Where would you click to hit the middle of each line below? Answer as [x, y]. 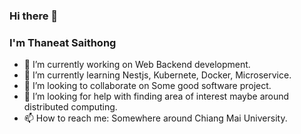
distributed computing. [70, 107]
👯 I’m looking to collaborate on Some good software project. [147, 86]
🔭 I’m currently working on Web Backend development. [137, 65]
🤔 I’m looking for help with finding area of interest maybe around [156, 96]
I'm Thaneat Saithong [63, 42]
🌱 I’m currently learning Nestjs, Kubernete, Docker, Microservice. [157, 75]
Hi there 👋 [34, 16]
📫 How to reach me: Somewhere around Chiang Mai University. [155, 118]
